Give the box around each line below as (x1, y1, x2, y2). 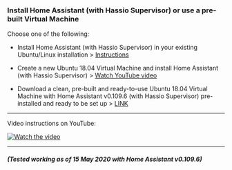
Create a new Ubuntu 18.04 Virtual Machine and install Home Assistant (17, 64, 219, 73)
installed (17, 100, 41, 108)
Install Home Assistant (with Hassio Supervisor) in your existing (17, 44, 198, 52)
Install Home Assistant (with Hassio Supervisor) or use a (7, 6, 200, 15)
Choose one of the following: (7, 30, 90, 38)
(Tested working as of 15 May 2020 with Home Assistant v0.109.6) (7, 155, 202, 163)
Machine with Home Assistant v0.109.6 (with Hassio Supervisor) (17, 92, 200, 100)
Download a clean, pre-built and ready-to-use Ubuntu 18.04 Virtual (17, 85, 209, 93)
